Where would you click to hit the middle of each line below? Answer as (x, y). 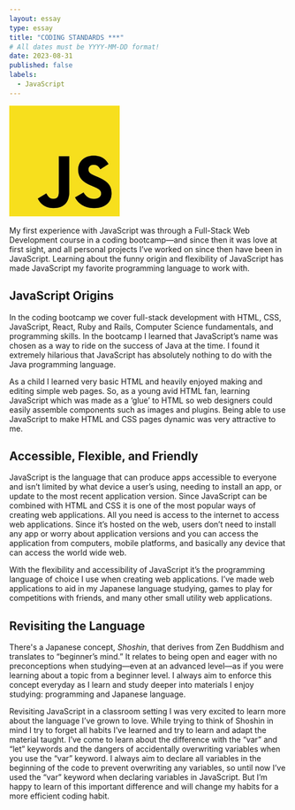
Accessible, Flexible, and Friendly (104, 456)
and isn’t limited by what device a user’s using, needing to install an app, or (146, 487)
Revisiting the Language (77, 625)
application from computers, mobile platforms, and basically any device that (147, 544)
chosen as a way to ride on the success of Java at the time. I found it (135, 345)
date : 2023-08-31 (41, 56)
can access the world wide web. (68, 552)
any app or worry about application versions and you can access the (134, 534)
